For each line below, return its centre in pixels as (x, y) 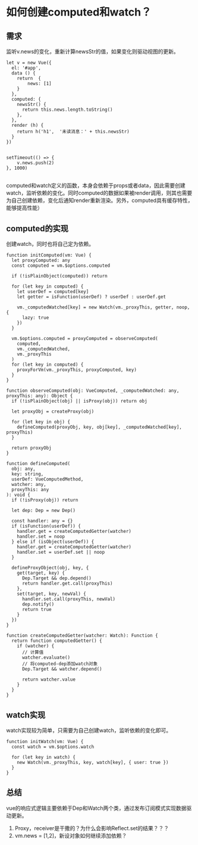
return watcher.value (49, 679)
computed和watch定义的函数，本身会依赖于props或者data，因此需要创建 (96, 186)
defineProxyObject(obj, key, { (50, 568)
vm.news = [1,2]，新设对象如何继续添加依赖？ (71, 835)
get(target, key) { (41, 573)
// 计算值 (33, 653)
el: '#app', (26, 68)
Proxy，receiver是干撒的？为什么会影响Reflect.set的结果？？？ (92, 828)
